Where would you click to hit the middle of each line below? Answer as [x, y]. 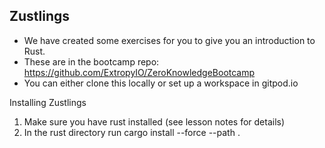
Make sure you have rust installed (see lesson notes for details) [154, 121]
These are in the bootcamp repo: [91, 61]
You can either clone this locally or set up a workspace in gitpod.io [161, 83]
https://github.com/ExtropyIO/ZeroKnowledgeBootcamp [139, 72]
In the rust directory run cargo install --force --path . [132, 132]
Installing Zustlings [48, 102]
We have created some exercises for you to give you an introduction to [169, 40]
